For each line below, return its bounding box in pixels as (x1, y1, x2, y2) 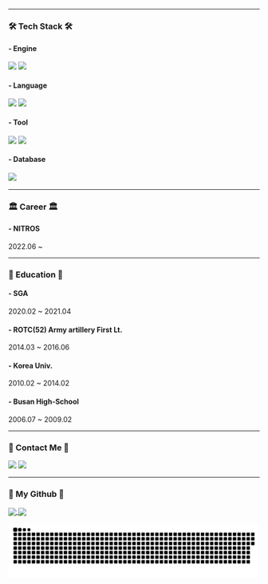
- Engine (8, 43, 37, 53)
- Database (8, 155, 46, 164)
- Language (8, 81, 48, 90)
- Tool (8, 117, 29, 127)
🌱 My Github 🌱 (8, 488, 65, 499)
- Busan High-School (8, 397, 80, 406)
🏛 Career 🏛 (8, 201, 58, 212)
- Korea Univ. (8, 361, 53, 370)
